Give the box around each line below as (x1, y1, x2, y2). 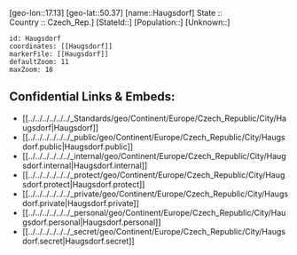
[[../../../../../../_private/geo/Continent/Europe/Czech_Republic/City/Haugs (21, 188, 289, 199)
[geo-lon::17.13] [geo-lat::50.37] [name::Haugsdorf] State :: (9, 8, 223, 18)
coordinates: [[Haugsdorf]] (9, 42, 113, 51)
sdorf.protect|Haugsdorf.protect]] (21, 179, 145, 189)
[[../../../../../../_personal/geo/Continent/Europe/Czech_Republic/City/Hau (21, 207, 286, 218)
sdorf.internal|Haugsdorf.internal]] (21, 160, 148, 171)
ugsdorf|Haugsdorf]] (21, 122, 99, 132)
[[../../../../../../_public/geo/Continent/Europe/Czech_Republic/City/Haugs (21, 131, 285, 142)
